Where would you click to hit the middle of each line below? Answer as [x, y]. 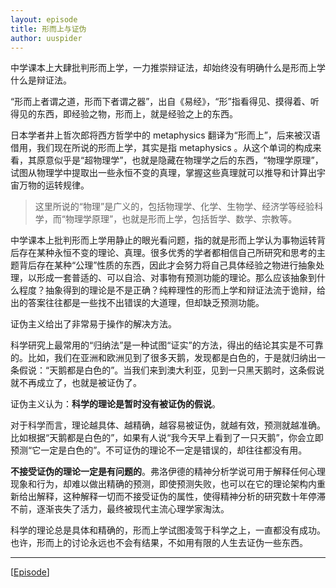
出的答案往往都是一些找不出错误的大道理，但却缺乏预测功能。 [137, 303]
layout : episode [44, 19]
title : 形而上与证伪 [48, 29]
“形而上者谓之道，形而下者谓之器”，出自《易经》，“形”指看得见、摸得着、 [160, 102]
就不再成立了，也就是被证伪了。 [76, 383]
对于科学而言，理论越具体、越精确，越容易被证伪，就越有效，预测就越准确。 [168, 425]
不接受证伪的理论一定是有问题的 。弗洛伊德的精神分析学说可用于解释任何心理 [168, 472]
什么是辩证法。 [41, 80]
